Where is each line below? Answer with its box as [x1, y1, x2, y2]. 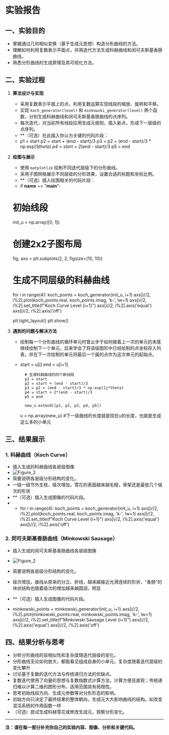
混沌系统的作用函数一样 [12, 703, 61, 709]
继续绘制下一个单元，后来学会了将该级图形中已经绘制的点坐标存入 [20, 345, 157, 351]
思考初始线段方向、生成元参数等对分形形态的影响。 [12, 690, 119, 696]
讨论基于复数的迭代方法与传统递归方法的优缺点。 [12, 671, 114, 677]
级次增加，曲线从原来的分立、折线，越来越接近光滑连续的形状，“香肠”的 [12, 579, 162, 585]
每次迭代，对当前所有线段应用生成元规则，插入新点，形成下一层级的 [20, 120, 161, 126]
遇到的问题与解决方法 [12, 328, 57, 334]
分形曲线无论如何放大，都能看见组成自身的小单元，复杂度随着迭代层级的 [12, 658, 162, 664]
